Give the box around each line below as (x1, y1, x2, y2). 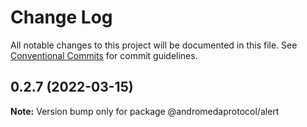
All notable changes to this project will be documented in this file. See (10, 39, 298, 51)
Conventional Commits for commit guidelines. (10, 49, 198, 61)
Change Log (10, 6, 113, 29)
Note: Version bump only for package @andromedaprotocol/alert (10, 105, 280, 117)
